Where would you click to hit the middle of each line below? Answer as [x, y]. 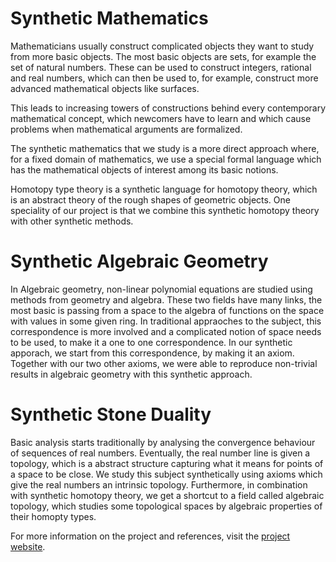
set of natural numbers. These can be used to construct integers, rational [161, 67]
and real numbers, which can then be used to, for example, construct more [164, 78]
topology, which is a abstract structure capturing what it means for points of [167, 463]
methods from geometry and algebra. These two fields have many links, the [166, 299]
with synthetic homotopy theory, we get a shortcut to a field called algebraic [167, 495]
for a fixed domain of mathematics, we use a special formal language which [166, 159]
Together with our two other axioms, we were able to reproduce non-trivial [164, 363]
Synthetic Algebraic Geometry [139, 261]
